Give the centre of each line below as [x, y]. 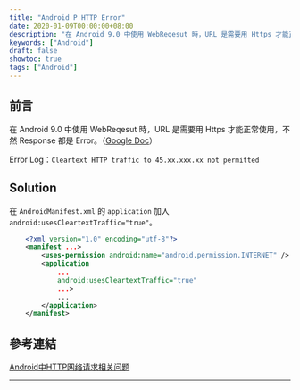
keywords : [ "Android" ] [51, 42]
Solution [33, 188]
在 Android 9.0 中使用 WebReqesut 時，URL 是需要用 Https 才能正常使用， [146, 129]
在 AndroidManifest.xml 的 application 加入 [89, 210]
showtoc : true [36, 59]
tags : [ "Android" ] [43, 68]
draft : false [33, 51]
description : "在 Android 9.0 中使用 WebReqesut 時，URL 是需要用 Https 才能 [149, 34]
